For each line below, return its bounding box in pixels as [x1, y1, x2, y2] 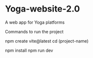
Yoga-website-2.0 [5, 3, 80, 14]
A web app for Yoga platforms [5, 19, 65, 25]
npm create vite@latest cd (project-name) [5, 38, 89, 44]
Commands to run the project [5, 29, 64, 34]
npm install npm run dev [5, 47, 53, 53]
